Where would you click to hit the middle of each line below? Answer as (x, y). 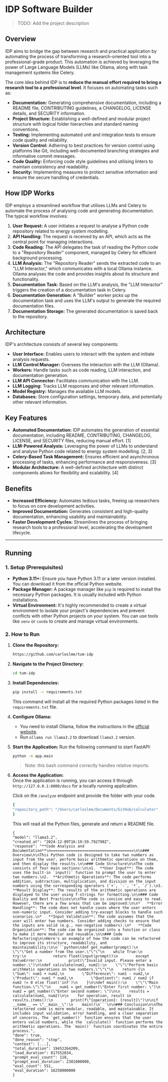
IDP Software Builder (49, 9)
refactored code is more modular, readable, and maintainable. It (83, 1009)
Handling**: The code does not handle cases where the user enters (84, 908)
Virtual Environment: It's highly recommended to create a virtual (79, 605)
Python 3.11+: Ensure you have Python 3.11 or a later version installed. (84, 578)
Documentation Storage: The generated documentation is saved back (85, 311)
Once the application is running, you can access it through (72, 780)
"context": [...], (31, 1044)
